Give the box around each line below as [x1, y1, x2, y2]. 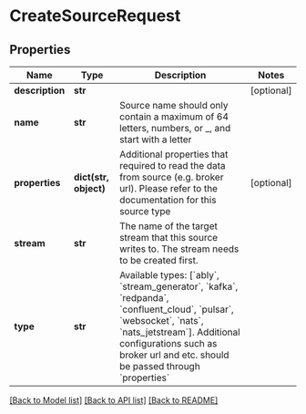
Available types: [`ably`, [119, 269, 220, 281]
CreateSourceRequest [9, 5, 181, 26]
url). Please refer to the [119, 182, 219, 194]
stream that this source [119, 232, 219, 243]
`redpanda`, [119, 292, 169, 304]
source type [119, 205, 171, 217]
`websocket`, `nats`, [119, 315, 204, 326]
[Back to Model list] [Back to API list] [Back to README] [9, 395, 219, 406]
